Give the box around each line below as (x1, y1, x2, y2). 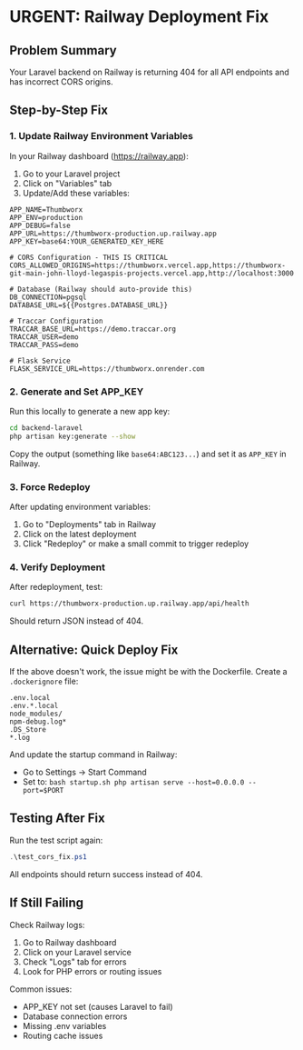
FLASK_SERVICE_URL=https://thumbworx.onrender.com (9, 364, 205, 374)
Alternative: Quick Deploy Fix (9, 642, 179, 657)
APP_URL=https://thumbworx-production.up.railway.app (9, 229, 218, 238)
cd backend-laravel (9, 423, 83, 433)
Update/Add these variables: (22, 187, 130, 198)
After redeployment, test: (9, 582, 103, 593)
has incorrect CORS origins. (9, 76, 113, 87)
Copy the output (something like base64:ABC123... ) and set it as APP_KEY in (9, 448, 288, 459)
